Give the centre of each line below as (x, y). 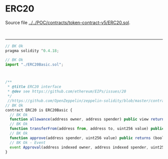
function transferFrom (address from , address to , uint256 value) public (87, 129)
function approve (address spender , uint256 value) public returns (80, 138)
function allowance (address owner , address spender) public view (79, 119)
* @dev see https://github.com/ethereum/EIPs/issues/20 (67, 91)
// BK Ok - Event (28, 142)
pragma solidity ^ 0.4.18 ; (32, 50)
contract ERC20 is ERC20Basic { (39, 110)
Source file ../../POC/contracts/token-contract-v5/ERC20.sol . (68, 22)
